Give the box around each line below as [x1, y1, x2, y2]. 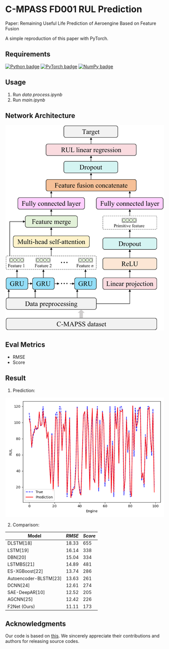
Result [5, 374, 26, 383]
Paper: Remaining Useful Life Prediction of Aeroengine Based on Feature [5, 20, 156, 26]
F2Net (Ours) [7, 603, 35, 609]
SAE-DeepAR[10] [7, 589, 45, 596]
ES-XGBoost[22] [7, 568, 43, 574]
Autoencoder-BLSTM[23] [7, 575, 62, 581]
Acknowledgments [5, 619, 67, 628]
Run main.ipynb [12, 97, 45, 103]
